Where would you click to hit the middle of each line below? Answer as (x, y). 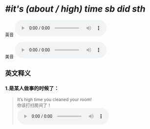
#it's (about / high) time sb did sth (75, 9)
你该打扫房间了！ (34, 105)
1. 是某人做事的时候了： (32, 89)
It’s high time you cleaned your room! (54, 99)
